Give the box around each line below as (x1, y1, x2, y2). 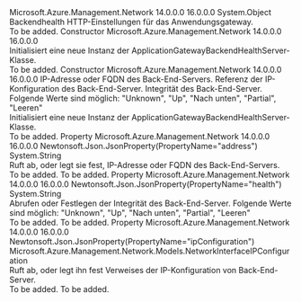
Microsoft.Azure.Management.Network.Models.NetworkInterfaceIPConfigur (9, 245, 290, 256)
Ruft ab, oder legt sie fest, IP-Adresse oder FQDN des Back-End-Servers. (9, 160, 280, 170)
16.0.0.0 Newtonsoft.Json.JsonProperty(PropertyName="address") (9, 141, 258, 151)
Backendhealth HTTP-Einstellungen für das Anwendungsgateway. (9, 16, 254, 27)
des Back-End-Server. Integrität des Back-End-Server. (61, 84, 262, 93)
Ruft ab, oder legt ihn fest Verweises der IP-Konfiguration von (9, 265, 237, 275)
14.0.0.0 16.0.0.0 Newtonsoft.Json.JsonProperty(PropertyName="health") (9, 179, 282, 190)
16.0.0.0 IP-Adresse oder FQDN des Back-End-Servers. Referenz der (9, 74, 263, 84)
